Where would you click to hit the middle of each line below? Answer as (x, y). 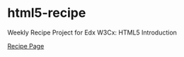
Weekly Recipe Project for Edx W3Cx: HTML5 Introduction (92, 32)
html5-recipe (47, 13)
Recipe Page (26, 46)
